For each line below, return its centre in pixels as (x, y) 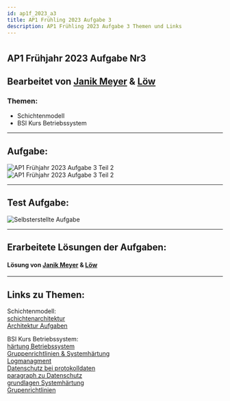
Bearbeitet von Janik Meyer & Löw (81, 81)
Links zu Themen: (46, 294)
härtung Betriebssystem (41, 346)
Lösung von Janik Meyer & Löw (52, 265)
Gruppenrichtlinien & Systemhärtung (59, 354)
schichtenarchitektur (36, 319)
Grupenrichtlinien (31, 390)
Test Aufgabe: (38, 203)
